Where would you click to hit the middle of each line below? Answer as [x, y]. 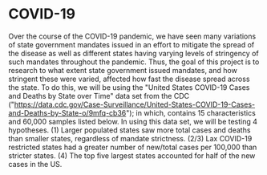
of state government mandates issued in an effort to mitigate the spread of [131, 44]
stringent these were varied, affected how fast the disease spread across [129, 79]
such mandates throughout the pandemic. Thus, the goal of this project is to [134, 62]
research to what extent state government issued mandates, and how [123, 70]
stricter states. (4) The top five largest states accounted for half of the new [132, 155]
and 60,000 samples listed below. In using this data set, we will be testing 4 [133, 121]
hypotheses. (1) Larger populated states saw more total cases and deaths [129, 130]
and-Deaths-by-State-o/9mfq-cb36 [67, 112]
